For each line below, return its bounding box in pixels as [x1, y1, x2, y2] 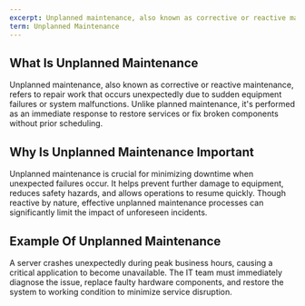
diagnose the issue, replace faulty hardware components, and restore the [9, 276, 284, 287]
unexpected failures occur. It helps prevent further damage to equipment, [9, 178, 284, 189]
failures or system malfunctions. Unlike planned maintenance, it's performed [9, 99, 295, 110]
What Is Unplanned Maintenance [9, 55, 199, 71]
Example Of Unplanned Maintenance [9, 233, 221, 249]
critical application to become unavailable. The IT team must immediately [9, 267, 283, 278]
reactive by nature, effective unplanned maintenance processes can [9, 197, 264, 209]
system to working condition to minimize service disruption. [9, 286, 233, 297]
